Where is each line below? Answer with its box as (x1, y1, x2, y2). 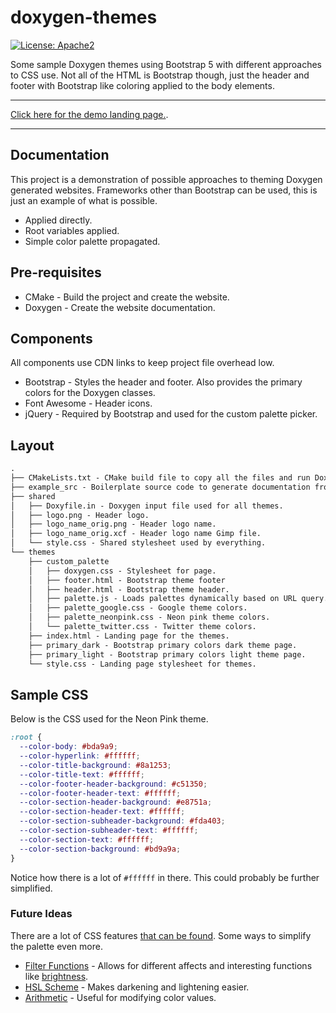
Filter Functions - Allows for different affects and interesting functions (24, 959, 313, 971)
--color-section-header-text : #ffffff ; (19, 807, 186, 817)
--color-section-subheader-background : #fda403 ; (19, 816, 226, 826)
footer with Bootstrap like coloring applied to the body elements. (10, 79, 275, 91)
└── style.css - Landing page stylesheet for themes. (28, 659, 257, 669)
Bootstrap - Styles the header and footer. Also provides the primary (24, 376, 303, 388)
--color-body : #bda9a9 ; (19, 742, 118, 752)
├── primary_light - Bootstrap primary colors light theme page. (28, 649, 307, 660)
